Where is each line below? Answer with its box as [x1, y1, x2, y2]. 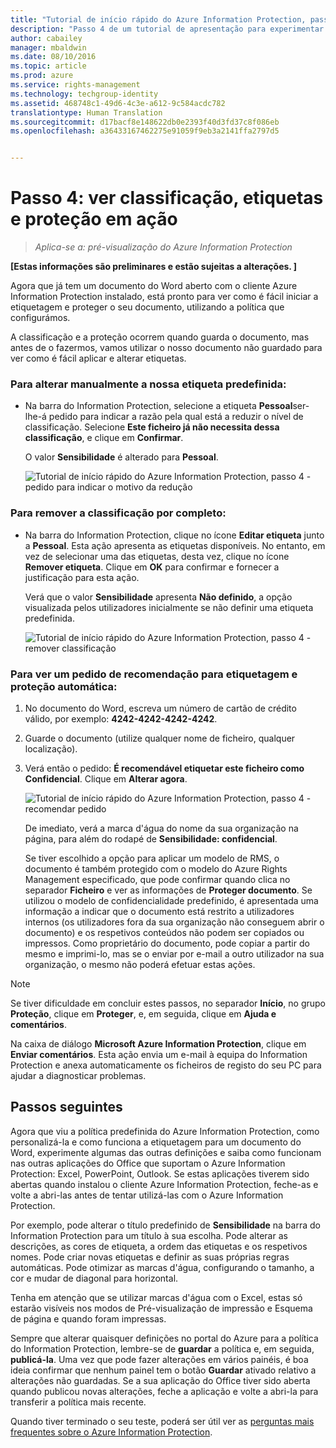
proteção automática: [10, 679, 118, 693]
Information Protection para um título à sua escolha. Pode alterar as [10, 1229, 288, 1241]
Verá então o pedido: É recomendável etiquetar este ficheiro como [24, 762, 305, 774]
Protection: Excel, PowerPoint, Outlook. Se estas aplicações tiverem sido [10, 1167, 310, 1180]
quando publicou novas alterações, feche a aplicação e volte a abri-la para [10, 1385, 319, 1397]
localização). [24, 742, 78, 755]
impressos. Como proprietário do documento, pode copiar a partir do [24, 937, 310, 949]
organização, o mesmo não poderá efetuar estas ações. [24, 958, 256, 970]
